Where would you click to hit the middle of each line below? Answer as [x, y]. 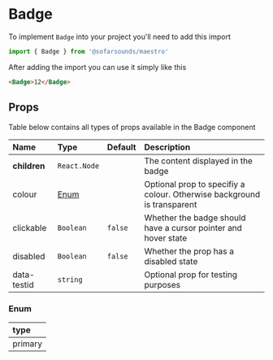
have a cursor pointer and [193, 228]
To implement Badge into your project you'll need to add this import [120, 37]
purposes [162, 284]
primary [28, 344]
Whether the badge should [195, 218]
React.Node [78, 166]
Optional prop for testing [191, 275]
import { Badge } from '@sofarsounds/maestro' [89, 51]
